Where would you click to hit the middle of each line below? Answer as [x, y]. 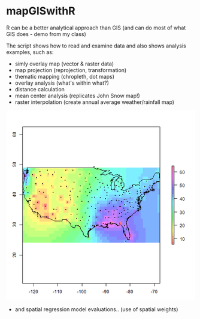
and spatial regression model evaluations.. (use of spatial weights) [96, 309]
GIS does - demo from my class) [46, 34]
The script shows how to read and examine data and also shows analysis [96, 46]
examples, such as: [30, 52]
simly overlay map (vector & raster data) [64, 64]
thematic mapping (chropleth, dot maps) [65, 76]
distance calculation [40, 89]
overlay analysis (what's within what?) [62, 83]
